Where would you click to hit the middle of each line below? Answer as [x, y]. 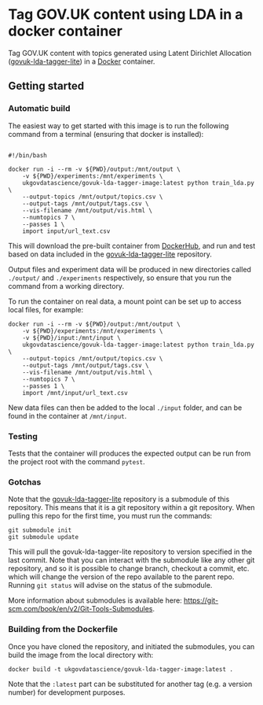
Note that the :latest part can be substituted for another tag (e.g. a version [130, 684]
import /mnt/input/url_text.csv [75, 393]
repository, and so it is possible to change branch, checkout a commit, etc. [129, 569]
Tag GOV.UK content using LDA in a [126, 15]
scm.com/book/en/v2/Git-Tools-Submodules [80, 609]
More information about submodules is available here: [95, 600]
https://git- [201, 600]
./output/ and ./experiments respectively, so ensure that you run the [120, 278]
